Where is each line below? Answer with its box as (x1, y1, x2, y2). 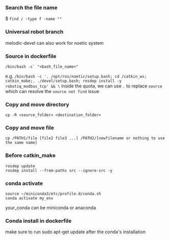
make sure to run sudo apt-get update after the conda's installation (5, 229, 146, 235)
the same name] (5, 140, 38, 145)
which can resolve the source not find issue (5, 88, 99, 94)
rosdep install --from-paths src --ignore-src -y (5, 168, 113, 173)
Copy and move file (5, 124, 54, 131)
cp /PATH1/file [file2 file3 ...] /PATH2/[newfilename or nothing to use (5, 136, 165, 141)
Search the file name (5, 4, 58, 11)
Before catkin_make (5, 152, 56, 159)
